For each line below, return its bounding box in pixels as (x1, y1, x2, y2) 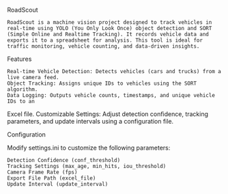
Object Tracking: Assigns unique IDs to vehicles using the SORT (7, 80, 197, 87)
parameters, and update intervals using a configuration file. (7, 117, 174, 125)
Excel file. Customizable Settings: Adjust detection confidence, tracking (7, 110, 209, 118)
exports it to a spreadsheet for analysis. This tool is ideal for (7, 37, 203, 44)
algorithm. (7, 86, 38, 93)
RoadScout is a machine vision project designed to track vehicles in (7, 19, 212, 26)
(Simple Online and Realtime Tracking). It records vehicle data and (7, 31, 210, 38)
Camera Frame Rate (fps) (7, 169, 78, 176)
